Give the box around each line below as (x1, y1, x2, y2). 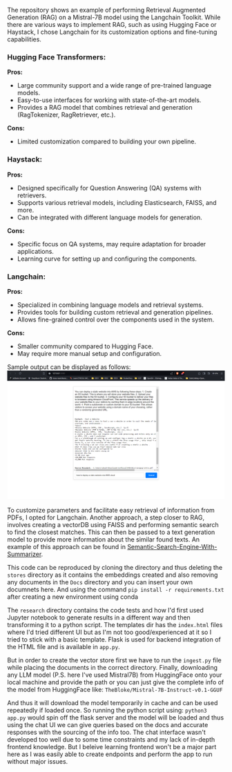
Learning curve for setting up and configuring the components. (17, 255, 197, 263)
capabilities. (7, 35, 41, 43)
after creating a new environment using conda (7, 593, 139, 601)
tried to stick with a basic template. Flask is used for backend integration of (7, 635, 221, 644)
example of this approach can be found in (7, 542, 126, 551)
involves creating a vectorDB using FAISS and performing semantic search (7, 520, 219, 528)
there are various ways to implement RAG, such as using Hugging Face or (7, 21, 217, 28)
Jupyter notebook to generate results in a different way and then (7, 613, 191, 622)
